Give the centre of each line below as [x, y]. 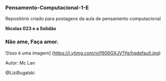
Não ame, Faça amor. [32, 42]
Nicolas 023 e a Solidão [31, 29]
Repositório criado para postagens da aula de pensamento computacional [83, 19]
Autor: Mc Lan [20, 63]
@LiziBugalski [20, 72]
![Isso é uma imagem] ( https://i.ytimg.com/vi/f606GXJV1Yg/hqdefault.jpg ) [83, 53]
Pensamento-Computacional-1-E [47, 8]
